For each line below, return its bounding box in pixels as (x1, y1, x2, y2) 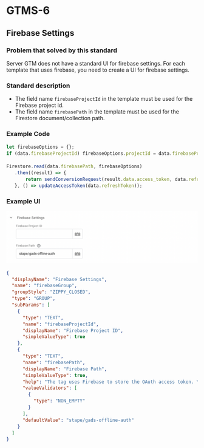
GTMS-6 (6, 4, 50, 18)
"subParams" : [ (12, 302, 50, 308)
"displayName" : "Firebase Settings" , (12, 276, 107, 282)
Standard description (6, 81, 70, 90)
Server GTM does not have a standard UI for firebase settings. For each (6, 59, 185, 67)
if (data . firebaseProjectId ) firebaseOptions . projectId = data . (6, 151, 172, 157)
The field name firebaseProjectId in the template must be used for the (15, 95, 193, 103)
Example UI (6, 197, 41, 205)
